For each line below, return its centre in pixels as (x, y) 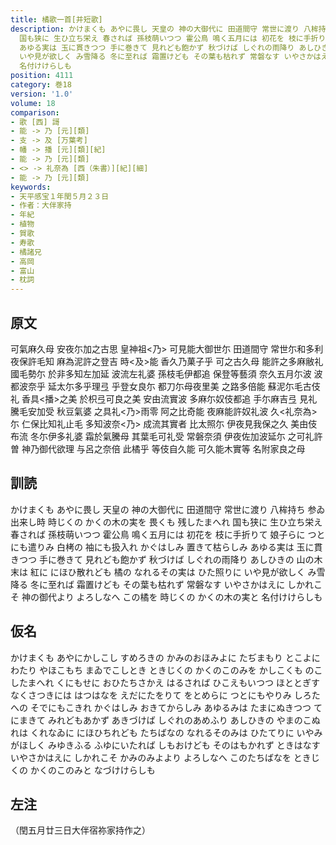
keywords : (31, 187)
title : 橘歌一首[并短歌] (56, 19)
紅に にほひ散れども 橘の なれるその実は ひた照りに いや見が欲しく (167, 572)
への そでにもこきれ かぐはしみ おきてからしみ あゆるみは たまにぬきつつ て (166, 707)
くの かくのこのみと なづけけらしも (83, 770)
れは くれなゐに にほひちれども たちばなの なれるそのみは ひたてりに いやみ (166, 732)
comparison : (35, 112)
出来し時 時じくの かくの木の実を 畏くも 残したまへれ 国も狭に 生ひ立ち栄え (166, 522)
